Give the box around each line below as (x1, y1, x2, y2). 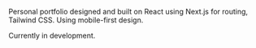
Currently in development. (8, 31, 96, 40)
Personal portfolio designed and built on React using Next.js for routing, (8, 7, 249, 16)
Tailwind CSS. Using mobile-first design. (8, 15, 144, 25)
